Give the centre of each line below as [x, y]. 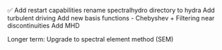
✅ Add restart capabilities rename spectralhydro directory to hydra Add [111, 10]
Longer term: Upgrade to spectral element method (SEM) [90, 39]
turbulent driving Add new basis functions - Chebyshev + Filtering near [111, 18]
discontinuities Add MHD [43, 25]
